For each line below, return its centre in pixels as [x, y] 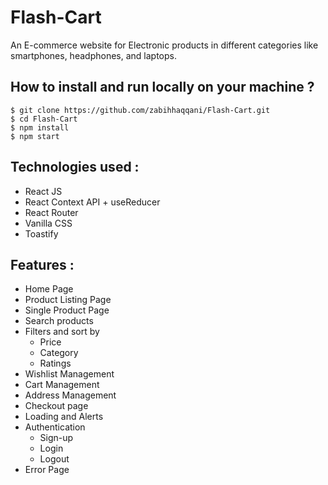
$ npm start [35, 136]
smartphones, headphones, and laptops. [93, 55]
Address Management [70, 395]
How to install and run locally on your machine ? [162, 87]
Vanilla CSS [48, 223]
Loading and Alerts [64, 417]
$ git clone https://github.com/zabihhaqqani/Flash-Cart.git [140, 110]
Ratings [55, 363]
